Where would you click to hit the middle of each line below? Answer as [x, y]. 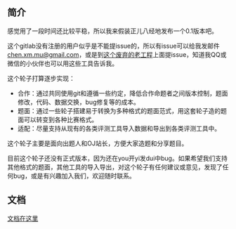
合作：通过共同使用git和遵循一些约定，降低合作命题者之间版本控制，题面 [123, 93]
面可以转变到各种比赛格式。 [58, 119]
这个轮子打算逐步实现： [41, 78]
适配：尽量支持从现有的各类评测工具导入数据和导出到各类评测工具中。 [119, 128]
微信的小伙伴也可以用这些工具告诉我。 [63, 63]
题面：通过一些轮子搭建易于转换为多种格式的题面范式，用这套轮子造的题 [122, 110]
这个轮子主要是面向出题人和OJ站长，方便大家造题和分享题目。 [98, 143]
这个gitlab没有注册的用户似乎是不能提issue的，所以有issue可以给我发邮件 [113, 46]
